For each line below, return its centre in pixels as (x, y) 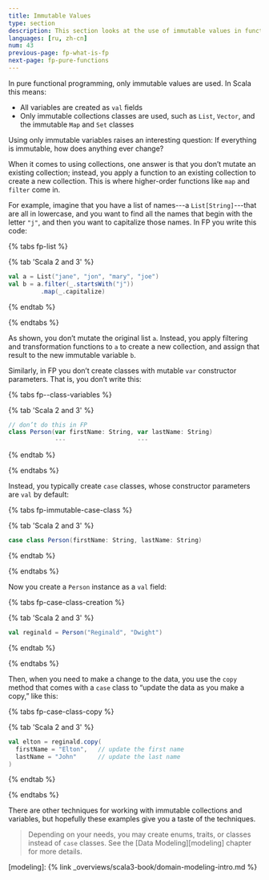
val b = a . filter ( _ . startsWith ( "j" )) (71, 284)
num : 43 (21, 46)
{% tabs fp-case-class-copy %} (61, 712)
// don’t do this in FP (48, 425)
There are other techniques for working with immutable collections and (125, 810)
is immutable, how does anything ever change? (86, 148)
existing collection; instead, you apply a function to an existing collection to (132, 172)
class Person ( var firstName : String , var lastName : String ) (111, 432)
